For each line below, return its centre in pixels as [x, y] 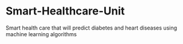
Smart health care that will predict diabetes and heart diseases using [91, 28]
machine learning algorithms [41, 34]
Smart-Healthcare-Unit [65, 11]
